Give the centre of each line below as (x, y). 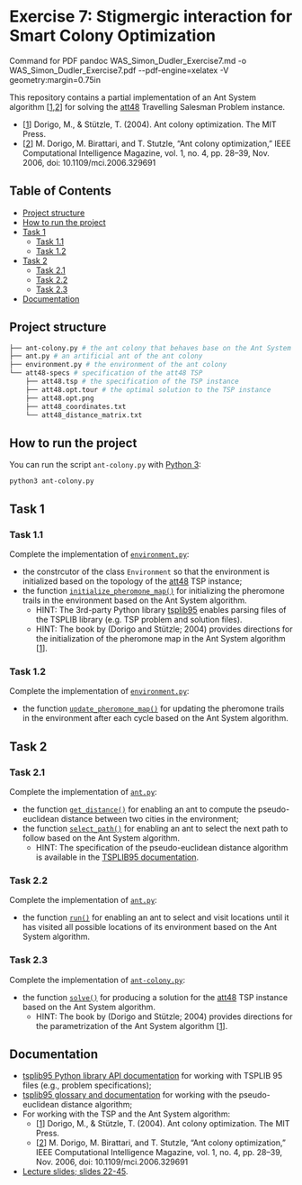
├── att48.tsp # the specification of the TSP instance (133, 382)
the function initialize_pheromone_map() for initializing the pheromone (153, 590)
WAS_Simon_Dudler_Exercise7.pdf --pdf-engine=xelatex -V (119, 70)
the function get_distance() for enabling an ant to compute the (139, 809)
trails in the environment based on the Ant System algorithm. (134, 600)
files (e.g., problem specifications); (87, 1085)
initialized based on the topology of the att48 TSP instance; (132, 581)
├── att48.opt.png (60, 398)
